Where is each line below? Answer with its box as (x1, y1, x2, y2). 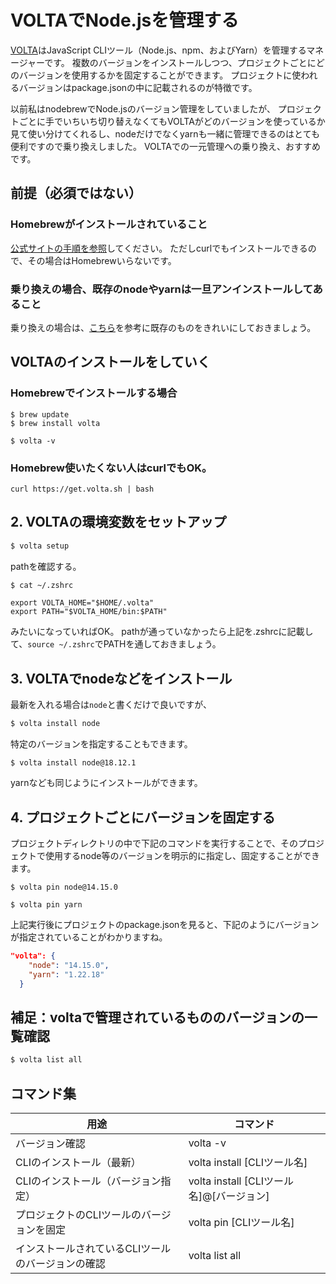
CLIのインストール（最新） (15, 1155, 142, 1169)
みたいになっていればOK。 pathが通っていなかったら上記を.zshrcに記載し (10, 626, 314, 638)
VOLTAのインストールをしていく (10, 354, 211, 371)
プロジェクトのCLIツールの (15, 1207, 142, 1221)
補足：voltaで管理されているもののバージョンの (10, 1009, 305, 1026)
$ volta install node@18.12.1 (10, 758, 137, 768)
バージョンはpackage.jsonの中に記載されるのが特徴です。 (18, 81, 258, 93)
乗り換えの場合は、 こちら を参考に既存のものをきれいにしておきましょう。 (10, 321, 317, 333)
